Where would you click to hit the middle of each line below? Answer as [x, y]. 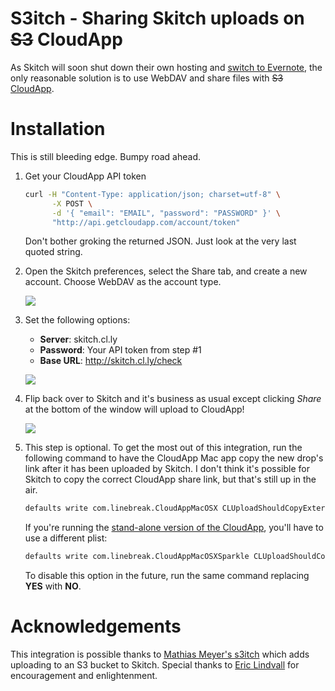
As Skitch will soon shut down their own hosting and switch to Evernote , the [166, 67]
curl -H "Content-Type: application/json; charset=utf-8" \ [152, 194]
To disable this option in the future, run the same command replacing [167, 576]
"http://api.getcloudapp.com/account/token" [146, 222]
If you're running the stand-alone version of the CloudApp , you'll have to [174, 528]
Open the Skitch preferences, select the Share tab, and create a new [166, 271]
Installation [58, 129]
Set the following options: [77, 320]
